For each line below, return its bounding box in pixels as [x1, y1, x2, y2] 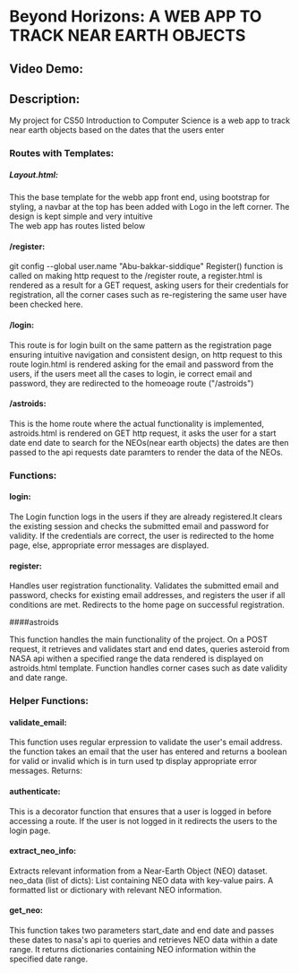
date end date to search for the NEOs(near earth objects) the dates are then [9, 437, 289, 447]
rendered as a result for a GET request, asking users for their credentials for [9, 280, 289, 291]
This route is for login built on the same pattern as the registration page [9, 339, 272, 351]
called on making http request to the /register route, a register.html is [9, 271, 263, 282]
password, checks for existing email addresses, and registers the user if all [9, 590, 286, 601]
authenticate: [9, 786, 61, 796]
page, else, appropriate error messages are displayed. [9, 540, 209, 551]
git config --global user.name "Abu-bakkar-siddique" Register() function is [9, 261, 284, 272]
